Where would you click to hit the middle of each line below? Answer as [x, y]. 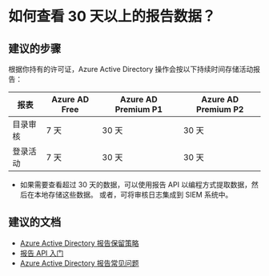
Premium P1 [139, 109]
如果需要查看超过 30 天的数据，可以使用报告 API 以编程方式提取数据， [136, 184]
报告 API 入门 [42, 253]
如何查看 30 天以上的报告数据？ [112, 16]
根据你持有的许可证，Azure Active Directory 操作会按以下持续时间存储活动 [131, 69]
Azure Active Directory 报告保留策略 [79, 243]
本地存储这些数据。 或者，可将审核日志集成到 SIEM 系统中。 [133, 194]
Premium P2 [220, 109]
